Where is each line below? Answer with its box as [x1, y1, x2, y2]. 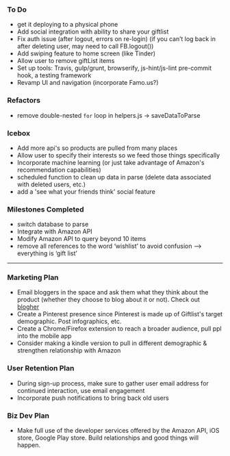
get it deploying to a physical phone [16, 21, 118, 29]
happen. [16, 441, 41, 449]
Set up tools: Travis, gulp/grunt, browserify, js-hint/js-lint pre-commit [16, 64, 212, 73]
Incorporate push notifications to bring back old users [16, 394, 169, 402]
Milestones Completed [7, 204, 84, 214]
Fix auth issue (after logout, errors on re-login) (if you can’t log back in [16, 35, 216, 43]
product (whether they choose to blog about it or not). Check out [16, 296, 201, 304]
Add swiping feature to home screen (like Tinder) [16, 49, 156, 58]
